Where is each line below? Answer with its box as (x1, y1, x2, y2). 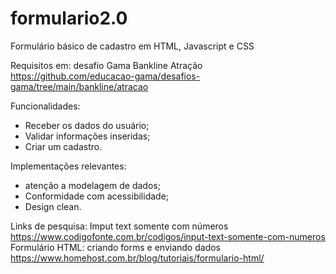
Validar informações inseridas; (24, 130, 151, 142)
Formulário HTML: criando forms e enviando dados (10, 241, 221, 253)
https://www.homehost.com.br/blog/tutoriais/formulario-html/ (10, 252, 265, 264)
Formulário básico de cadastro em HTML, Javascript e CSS (10, 40, 255, 52)
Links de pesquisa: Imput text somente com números (10, 220, 229, 232)
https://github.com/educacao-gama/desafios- (10, 70, 201, 82)
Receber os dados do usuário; (24, 119, 150, 131)
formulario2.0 (10, 7, 128, 30)
